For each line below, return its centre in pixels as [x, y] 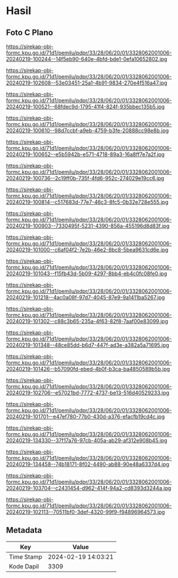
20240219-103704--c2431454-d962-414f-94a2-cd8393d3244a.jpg [89, 488]
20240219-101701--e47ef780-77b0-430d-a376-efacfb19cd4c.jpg [85, 417]
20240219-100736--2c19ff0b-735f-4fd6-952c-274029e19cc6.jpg [85, 178]
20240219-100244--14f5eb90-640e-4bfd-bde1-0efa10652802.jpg [87, 59]
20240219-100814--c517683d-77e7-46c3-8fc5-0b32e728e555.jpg [87, 202]
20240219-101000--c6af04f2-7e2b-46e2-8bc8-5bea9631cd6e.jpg [87, 250]
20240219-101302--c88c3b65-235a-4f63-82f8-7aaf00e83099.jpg [87, 321]
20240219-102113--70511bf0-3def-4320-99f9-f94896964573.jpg [85, 512]
